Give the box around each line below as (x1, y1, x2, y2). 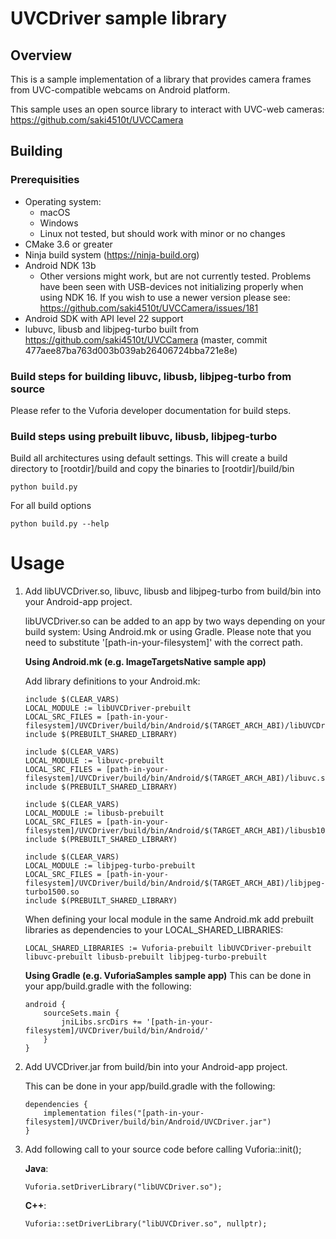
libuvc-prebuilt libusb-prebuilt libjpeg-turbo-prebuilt (24, 952, 268, 962)
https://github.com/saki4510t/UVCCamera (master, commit (24, 333, 268, 346)
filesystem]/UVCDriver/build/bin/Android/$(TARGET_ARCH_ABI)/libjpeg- (24, 878, 326, 889)
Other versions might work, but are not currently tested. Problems (39, 270, 312, 282)
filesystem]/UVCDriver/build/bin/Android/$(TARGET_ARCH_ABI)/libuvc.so (24, 773, 330, 784)
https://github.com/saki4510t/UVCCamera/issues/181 (39, 302, 259, 314)
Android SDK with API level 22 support (24, 312, 184, 324)
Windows (39, 217, 79, 229)
